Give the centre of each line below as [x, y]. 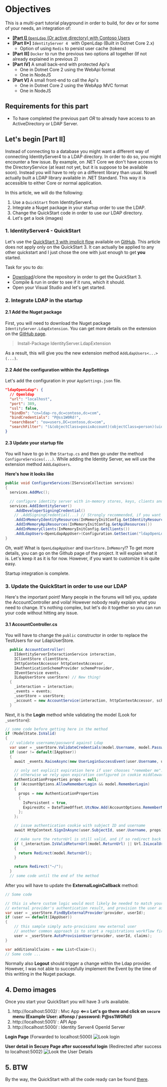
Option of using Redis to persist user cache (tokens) [73, 48]
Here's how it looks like [30, 474]
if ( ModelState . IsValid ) [31, 734]
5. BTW [17, 1067]
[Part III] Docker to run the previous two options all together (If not [80, 54]
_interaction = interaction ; [44, 687]
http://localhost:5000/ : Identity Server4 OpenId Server [69, 1027]
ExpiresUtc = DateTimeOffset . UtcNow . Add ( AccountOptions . [83, 807]
